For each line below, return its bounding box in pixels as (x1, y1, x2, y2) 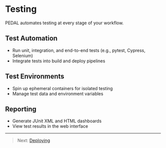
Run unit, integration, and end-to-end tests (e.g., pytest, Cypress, (12, 47, 146, 53)
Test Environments (5, 72, 65, 81)
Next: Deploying (17, 138, 50, 144)
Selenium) (12, 52, 33, 58)
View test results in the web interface (12, 123, 88, 129)
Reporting (5, 105, 37, 113)
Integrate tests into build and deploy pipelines (12, 58, 105, 64)
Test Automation (5, 34, 58, 43)
